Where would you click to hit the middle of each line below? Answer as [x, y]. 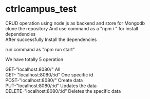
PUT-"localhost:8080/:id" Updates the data [51, 86]
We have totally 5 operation [34, 59]
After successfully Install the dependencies [51, 39]
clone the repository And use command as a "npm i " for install [72, 28]
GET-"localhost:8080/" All [33, 69]
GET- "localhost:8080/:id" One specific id [49, 74]
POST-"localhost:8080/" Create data [44, 80]
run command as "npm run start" [40, 49]
